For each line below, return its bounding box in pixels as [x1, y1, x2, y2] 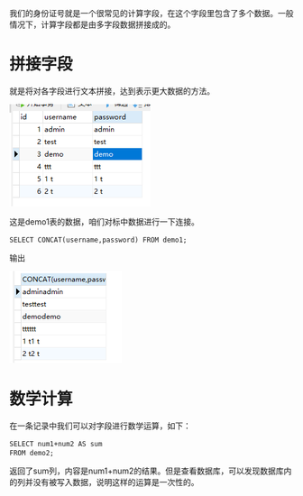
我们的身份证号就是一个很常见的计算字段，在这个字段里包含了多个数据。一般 [9, 8, 294, 18]
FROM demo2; [9, 448, 54, 457]
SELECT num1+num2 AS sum [9, 439, 103, 448]
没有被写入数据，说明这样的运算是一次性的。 [32, 476, 199, 487]
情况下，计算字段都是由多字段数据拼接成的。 [9, 19, 176, 30]
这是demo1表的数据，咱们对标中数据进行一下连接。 [9, 216, 200, 227]
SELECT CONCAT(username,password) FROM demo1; [9, 235, 188, 244]
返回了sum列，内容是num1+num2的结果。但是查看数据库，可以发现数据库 [9, 465, 284, 476]
